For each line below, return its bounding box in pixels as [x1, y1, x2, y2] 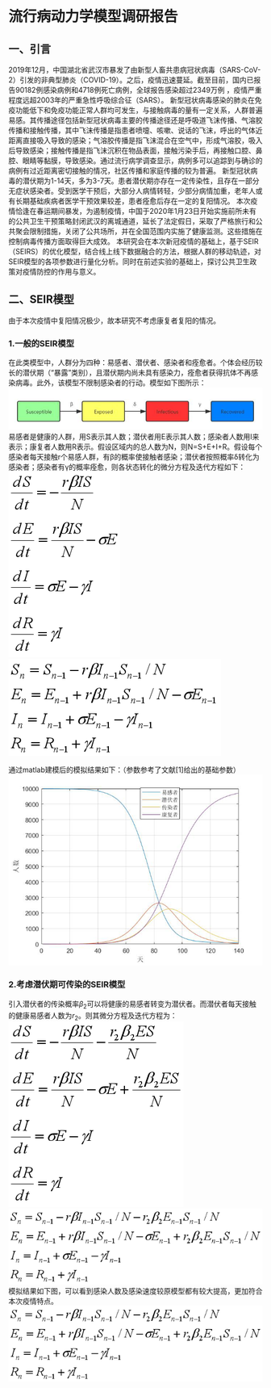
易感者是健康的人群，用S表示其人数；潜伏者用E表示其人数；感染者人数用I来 [8, 431, 260, 441]
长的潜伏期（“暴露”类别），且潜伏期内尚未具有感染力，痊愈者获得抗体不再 [8, 368, 252, 378]
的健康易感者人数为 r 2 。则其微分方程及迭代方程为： [8, 1010, 177, 1022]
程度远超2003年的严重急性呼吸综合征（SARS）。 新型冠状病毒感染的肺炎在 [8, 95, 256, 105]
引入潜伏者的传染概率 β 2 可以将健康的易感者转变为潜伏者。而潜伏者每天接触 [8, 999, 256, 1010]
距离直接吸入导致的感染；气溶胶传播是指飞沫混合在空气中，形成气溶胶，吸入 [8, 136, 263, 145]
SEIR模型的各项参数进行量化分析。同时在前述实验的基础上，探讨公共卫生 [8, 257, 250, 266]
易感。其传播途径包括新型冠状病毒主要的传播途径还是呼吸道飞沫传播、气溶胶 [8, 115, 263, 125]
